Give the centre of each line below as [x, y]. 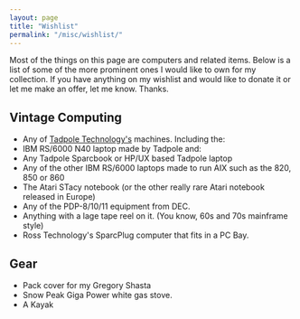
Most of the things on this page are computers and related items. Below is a [150, 61]
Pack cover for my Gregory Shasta [87, 285]
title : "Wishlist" [44, 26]
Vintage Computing [66, 117]
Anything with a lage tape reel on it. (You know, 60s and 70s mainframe [155, 216]
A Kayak [38, 305]
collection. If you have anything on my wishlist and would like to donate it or [150, 80]
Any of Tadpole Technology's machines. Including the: [124, 139]
